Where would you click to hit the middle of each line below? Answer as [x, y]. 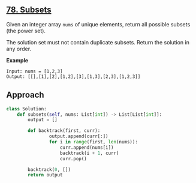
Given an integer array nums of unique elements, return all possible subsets [98, 24]
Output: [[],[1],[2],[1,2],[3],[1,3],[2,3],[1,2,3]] [73, 76]
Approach [25, 95]
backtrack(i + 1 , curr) [89, 153]
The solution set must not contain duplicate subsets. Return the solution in [98, 42]
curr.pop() [73, 158]
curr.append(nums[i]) [87, 147]
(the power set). [26, 31]
